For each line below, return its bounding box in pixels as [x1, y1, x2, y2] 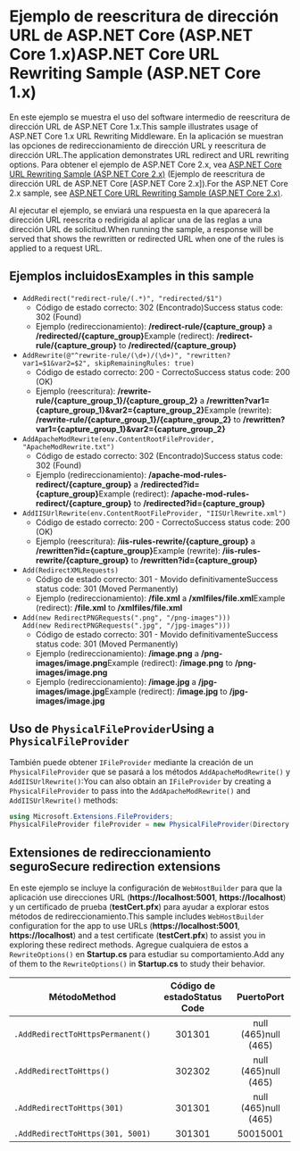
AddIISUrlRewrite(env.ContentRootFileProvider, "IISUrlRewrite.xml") [21, 509, 287, 518]
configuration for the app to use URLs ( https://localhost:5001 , [9, 921, 240, 931]
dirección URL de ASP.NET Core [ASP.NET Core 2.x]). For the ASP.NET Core [9, 178, 288, 188]
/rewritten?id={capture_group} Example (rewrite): [35, 545, 221, 555]
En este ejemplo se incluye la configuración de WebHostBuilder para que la [9, 882, 283, 894]
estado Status [163, 991, 222, 1004]
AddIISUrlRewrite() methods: [9, 795, 119, 805]
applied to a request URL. [9, 243, 103, 254]
